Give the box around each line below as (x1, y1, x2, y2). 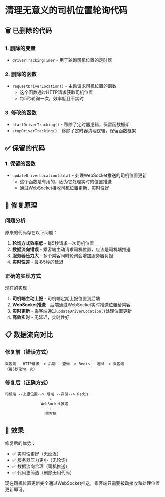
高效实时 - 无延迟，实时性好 (12, 314, 70, 320)
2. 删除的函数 (5, 71, 37, 78)
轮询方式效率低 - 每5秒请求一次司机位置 (12, 240, 94, 246)
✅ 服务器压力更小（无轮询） (12, 457, 70, 463)
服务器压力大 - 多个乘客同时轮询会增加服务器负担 (12, 252, 114, 258)
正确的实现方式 (5, 272, 41, 279)
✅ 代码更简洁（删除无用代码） (12, 469, 75, 475)
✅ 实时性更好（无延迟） (12, 451, 61, 457)
